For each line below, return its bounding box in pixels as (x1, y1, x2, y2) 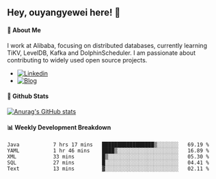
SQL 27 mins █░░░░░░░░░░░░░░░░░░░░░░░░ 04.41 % (7, 159, 210, 166)
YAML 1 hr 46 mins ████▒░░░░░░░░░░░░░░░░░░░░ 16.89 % (7, 147, 210, 154)
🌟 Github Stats (7, 92, 49, 100)
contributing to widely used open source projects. (7, 56, 148, 64)
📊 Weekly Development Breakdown (7, 123, 111, 132)
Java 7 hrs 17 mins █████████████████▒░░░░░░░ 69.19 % (7, 141, 210, 148)
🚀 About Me (7, 25, 41, 34)
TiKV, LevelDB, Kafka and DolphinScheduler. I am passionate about (7, 49, 196, 57)
